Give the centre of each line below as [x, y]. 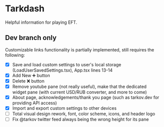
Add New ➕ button [31, 75]
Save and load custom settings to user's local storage [67, 64]
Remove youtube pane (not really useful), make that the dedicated [79, 86]
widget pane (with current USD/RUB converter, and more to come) [80, 92]
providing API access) [34, 103]
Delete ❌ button [28, 81]
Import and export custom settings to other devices [64, 108]
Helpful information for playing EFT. [41, 22]
